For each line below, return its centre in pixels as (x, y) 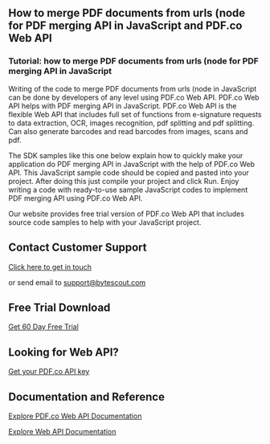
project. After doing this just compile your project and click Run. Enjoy (124, 181)
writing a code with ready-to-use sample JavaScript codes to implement (128, 189)
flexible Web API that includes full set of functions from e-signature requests (135, 114)
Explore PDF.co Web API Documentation (75, 416)
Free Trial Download (59, 307)
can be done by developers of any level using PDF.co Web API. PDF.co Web (134, 97)
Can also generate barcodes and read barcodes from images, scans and (128, 131)
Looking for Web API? (63, 352)
